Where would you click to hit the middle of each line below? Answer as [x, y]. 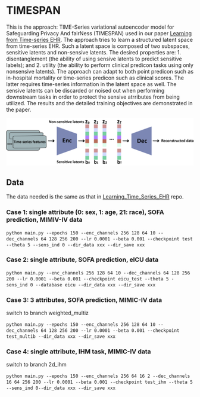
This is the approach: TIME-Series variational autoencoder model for [90, 27]
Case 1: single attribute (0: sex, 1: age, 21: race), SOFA [85, 212]
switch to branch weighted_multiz [48, 313]
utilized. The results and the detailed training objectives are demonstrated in [99, 103]
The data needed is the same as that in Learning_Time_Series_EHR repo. [95, 197]
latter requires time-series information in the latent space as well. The [91, 84]
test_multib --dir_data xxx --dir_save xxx [61, 337]
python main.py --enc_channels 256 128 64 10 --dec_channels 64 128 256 [98, 273]
